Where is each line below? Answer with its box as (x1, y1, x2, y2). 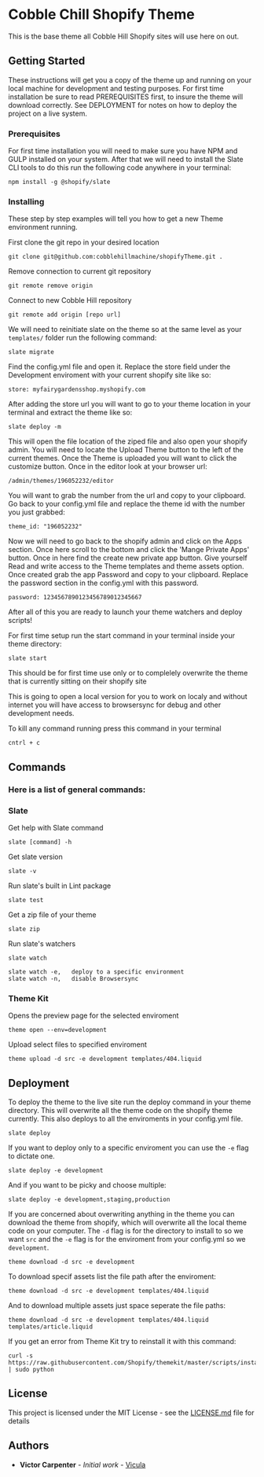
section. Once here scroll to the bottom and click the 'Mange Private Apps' (8, 545, 250, 554)
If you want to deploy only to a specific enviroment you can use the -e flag (8, 1143, 249, 1153)
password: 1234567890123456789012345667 (8, 594, 143, 602)
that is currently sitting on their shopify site (8, 676, 147, 686)
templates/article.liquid (8, 1323, 93, 1331)
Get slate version (8, 852, 63, 861)
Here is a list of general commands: (8, 784, 146, 795)
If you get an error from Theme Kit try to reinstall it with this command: (8, 1337, 236, 1346)
